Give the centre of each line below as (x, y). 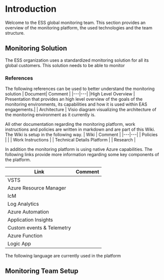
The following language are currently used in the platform (63, 256)
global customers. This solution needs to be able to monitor (65, 65)
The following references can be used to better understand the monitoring (80, 89)
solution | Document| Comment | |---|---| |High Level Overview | (70, 94)
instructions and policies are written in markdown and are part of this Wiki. (80, 129)
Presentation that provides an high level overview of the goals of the (74, 99)
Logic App (19, 244)
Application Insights (30, 220)
